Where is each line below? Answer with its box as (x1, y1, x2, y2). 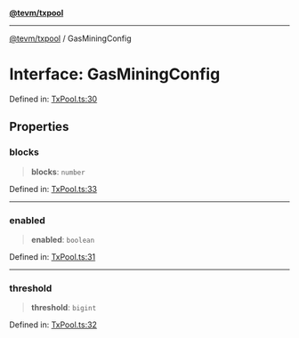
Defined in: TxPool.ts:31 (9, 251, 96, 262)
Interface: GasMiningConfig (9, 64, 221, 84)
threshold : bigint (30, 302, 97, 313)
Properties (9, 119, 69, 134)
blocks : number (30, 166, 86, 177)
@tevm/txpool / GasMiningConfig (9, 33, 132, 44)
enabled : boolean (30, 234, 95, 245)
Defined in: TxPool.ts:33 (9, 183, 98, 194)
